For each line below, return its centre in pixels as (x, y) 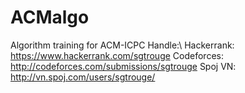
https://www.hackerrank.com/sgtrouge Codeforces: (117, 55)
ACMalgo (50, 17)
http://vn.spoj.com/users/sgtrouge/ (83, 77)
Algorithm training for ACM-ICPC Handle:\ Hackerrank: (122, 45)
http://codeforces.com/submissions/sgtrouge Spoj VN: (123, 66)
